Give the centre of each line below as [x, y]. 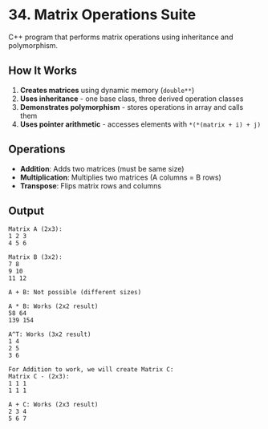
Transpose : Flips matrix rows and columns [91, 185]
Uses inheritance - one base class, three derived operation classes [132, 99]
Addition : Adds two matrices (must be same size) [102, 168]
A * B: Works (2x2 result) [53, 306]
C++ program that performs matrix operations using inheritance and [121, 37]
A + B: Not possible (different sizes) [75, 293]
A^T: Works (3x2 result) [50, 334]
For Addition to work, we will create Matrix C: [91, 370]
